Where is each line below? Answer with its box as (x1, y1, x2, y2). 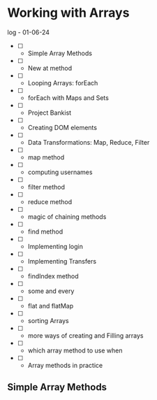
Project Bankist (27, 108, 72, 117)
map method (27, 152, 65, 162)
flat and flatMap (27, 301, 74, 310)
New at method (27, 64, 73, 72)
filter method (27, 183, 65, 191)
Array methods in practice (27, 361, 103, 369)
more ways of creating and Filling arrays (27, 331, 144, 340)
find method (27, 227, 63, 236)
